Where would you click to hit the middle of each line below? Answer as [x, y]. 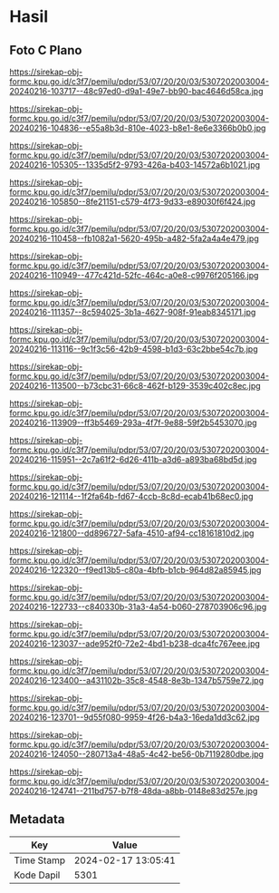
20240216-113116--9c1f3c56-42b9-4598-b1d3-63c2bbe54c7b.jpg [134, 349]
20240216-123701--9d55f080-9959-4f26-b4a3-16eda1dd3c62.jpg [135, 717]
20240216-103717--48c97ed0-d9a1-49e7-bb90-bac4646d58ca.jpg [137, 91]
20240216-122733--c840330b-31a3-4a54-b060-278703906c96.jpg [138, 607]
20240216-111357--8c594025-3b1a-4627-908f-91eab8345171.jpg [133, 312]
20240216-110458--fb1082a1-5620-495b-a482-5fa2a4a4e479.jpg [135, 238]
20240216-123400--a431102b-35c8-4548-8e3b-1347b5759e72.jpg [137, 680]
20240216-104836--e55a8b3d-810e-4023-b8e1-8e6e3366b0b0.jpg [138, 128]
